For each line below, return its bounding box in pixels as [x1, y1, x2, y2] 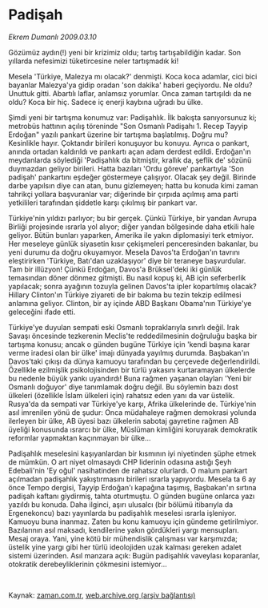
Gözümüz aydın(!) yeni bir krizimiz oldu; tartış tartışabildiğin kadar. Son [8, 47, 242, 57]
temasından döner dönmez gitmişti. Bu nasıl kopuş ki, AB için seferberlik [8, 272, 246, 282]
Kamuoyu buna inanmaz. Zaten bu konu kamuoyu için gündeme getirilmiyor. [8, 517, 258, 526]
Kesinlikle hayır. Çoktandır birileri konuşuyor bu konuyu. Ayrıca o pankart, [8, 138, 250, 147]
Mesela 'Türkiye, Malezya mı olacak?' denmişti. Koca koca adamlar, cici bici [8, 71, 258, 81]
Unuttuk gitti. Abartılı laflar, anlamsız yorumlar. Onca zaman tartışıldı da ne [8, 88, 252, 98]
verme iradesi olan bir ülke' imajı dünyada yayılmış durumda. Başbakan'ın [8, 348, 250, 357]
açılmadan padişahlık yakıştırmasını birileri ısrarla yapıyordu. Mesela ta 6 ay [8, 474, 257, 484]
